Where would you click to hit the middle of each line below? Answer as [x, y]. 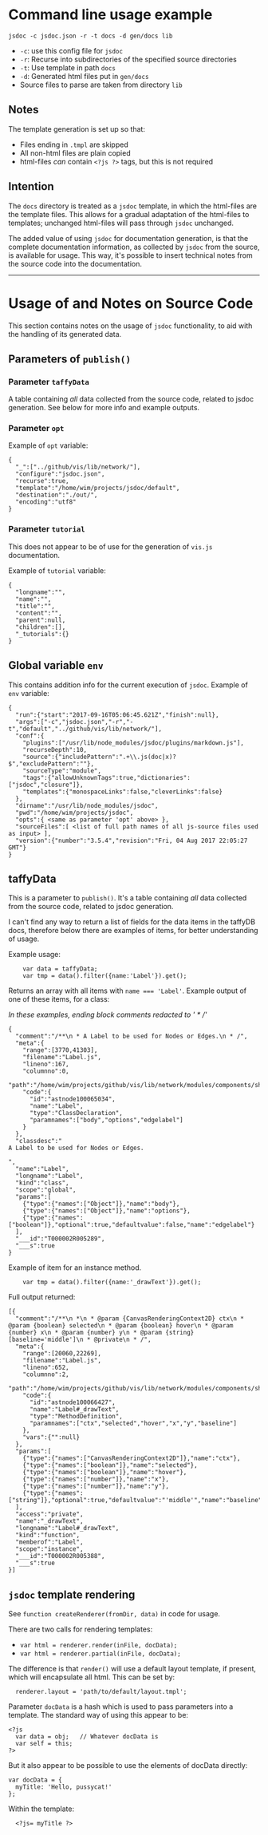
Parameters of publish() [70, 359]
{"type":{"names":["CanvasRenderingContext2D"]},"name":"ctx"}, [132, 1458]
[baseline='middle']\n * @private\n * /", [80, 1340]
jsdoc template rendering [72, 1594]
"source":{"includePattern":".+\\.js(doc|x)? [100, 757]
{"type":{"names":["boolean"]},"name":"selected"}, [110, 1465]
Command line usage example [110, 15]
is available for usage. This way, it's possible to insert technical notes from [130, 255]
